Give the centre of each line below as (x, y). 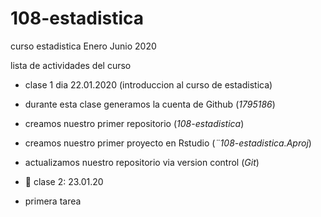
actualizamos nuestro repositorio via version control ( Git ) (142, 162)
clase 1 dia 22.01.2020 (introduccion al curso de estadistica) (148, 84)
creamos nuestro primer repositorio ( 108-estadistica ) (134, 123)
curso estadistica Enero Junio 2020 (83, 46)
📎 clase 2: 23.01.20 (64, 181)
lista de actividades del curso (71, 65)
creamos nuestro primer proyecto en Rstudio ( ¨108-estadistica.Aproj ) (168, 143)
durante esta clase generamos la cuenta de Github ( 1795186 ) (150, 104)
